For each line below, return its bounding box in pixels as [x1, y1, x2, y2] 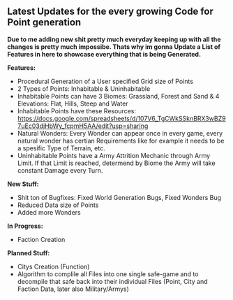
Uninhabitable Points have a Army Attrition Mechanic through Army [17, 151, 211, 159]
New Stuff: [7, 180, 40, 188]
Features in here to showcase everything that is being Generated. [7, 50, 201, 58]
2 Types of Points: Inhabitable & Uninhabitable [17, 84, 151, 93]
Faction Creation [17, 235, 66, 243]
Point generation [7, 17, 82, 29]
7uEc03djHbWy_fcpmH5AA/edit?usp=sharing [17, 122, 149, 130]
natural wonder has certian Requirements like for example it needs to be [17, 136, 225, 145]
